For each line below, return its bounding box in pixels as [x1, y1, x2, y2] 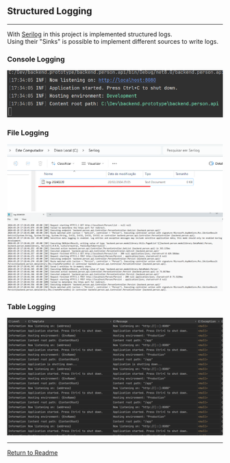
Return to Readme [7, 448, 58, 457]
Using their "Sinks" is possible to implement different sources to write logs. [7, 37, 219, 45]
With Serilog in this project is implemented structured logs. [7, 30, 172, 38]
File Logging [7, 128, 49, 137]
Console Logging [7, 54, 65, 64]
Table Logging [7, 302, 56, 311]
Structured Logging [7, 5, 92, 17]
